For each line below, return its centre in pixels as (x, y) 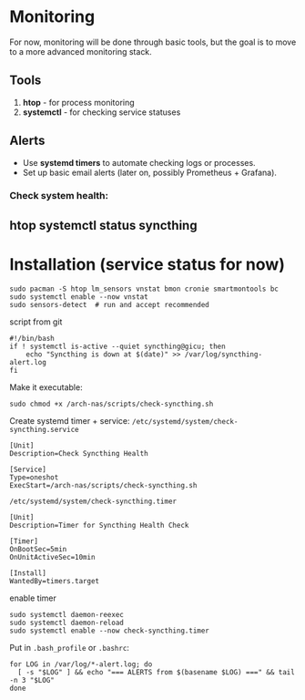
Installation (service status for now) (147, 265)
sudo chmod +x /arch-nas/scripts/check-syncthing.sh (112, 404)
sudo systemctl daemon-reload (67, 623)
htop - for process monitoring (78, 102)
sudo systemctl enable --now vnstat (79, 297)
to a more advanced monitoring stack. (81, 51)
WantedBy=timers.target (55, 581)
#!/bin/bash (32, 338)
